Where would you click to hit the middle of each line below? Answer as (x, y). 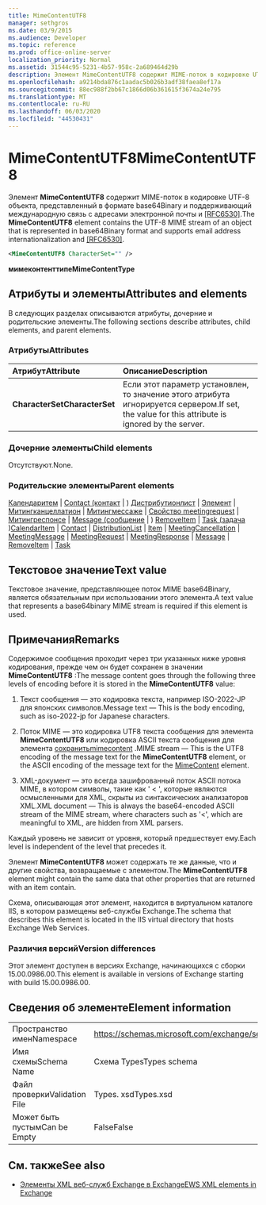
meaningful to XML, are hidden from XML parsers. (101, 823)
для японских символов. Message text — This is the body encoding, (132, 708)
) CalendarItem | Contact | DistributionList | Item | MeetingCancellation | (124, 528)
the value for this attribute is (175, 414)
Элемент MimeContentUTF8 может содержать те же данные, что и (123, 862)
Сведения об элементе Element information (120, 1008)
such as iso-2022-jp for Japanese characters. (95, 716)
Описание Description (165, 371)
